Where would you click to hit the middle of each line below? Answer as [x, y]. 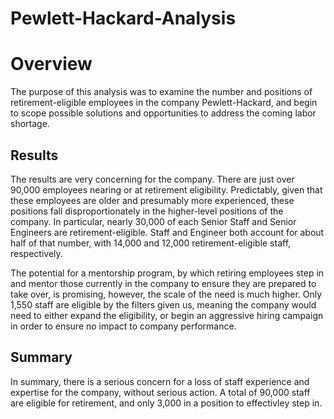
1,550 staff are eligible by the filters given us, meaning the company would [163, 304]
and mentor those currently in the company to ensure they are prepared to [163, 283]
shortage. [30, 124]
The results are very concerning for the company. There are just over [152, 179]
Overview [51, 64]
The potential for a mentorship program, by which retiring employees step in [167, 273]
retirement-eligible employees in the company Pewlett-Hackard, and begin [164, 103]
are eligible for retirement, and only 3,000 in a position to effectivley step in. [166, 403]
